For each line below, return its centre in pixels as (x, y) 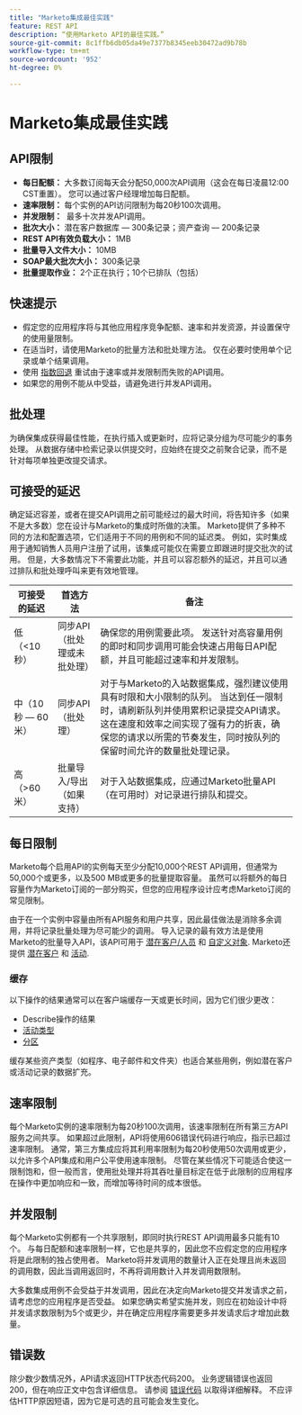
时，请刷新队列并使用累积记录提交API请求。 (193, 710)
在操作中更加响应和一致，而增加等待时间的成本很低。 (108, 1183)
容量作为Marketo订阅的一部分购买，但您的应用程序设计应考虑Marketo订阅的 (150, 889)
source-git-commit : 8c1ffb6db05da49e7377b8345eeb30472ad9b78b (128, 43)
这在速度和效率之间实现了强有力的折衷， (186, 724)
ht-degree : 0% (36, 68)
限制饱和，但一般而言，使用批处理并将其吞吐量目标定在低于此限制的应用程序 (151, 1172)
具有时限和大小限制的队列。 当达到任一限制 (191, 697)
